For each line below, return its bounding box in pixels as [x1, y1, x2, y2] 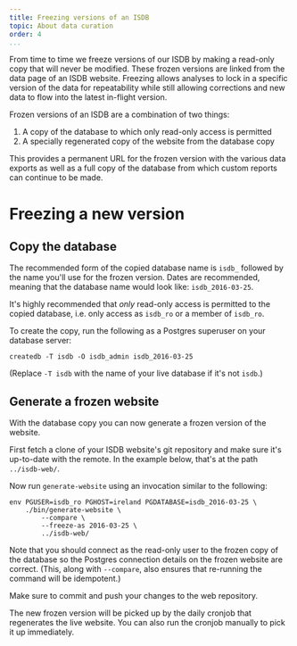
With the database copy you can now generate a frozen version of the [9, 418, 267, 428]
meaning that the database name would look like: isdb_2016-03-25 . [9, 282, 254, 293]
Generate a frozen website [9, 393, 160, 409]
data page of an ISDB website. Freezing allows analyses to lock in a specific [9, 73, 288, 84]
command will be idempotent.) [9, 573, 121, 584]
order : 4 [9, 29, 42, 38]
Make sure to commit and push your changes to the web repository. [9, 591, 259, 601]
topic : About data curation [9, 21, 114, 30]
